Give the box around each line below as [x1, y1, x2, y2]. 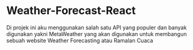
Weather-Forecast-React [6, 4, 136, 18]
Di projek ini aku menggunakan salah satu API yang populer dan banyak [6, 24, 188, 31]
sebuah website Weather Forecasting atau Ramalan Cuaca [6, 37, 154, 44]
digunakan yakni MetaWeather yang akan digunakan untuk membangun [6, 30, 188, 37]
